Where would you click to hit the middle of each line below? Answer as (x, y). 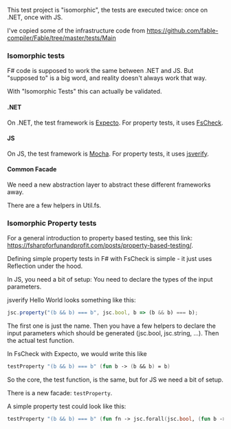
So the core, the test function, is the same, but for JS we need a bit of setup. (115, 379)
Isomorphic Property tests (52, 223)
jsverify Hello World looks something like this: (71, 300)
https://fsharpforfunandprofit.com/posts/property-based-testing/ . (100, 245)
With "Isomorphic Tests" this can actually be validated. (85, 92)
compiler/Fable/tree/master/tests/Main (62, 38)
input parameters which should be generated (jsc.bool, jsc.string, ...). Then (113, 333)
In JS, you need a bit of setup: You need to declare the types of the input (110, 280)
